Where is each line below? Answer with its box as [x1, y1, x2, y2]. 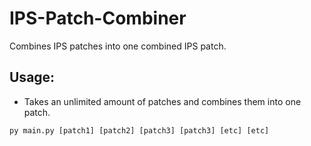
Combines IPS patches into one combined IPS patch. [9, 40, 227, 52]
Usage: [9, 69, 56, 86]
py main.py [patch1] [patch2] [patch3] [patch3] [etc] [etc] [9, 125, 270, 136]
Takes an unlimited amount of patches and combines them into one [23, 95, 302, 107]
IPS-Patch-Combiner [9, 7, 187, 30]
